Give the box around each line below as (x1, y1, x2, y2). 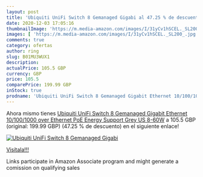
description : (6, 59, 39, 65)
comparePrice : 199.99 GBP (6, 82, 71, 88)
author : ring (6, 48, 39, 54)
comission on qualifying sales (6, 164, 80, 171)
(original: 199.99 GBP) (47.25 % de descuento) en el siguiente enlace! (6, 122, 179, 130)
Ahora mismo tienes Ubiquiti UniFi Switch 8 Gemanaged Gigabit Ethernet (6, 109, 188, 117)
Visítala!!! (6, 146, 29, 153)
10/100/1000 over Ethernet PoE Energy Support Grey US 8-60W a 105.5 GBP (6, 116, 196, 123)
